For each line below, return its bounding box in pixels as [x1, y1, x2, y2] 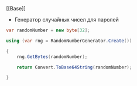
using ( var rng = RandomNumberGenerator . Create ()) [6, 38, 132, 44]
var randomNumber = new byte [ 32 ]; [6, 27, 91, 33]
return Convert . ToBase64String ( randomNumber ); [16, 64, 132, 70]
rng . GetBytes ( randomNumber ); [16, 53, 88, 60]
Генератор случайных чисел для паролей [14, 16, 119, 23]
